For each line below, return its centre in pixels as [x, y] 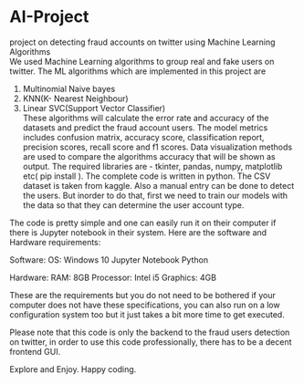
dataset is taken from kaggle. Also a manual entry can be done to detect [158, 185]
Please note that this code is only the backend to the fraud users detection [150, 332]
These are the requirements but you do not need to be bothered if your [142, 295]
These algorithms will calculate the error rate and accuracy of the [146, 118]
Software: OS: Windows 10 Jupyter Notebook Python [109, 259]
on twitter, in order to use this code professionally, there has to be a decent [151, 342]
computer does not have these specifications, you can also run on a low [145, 305]
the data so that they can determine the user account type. [133, 205]
